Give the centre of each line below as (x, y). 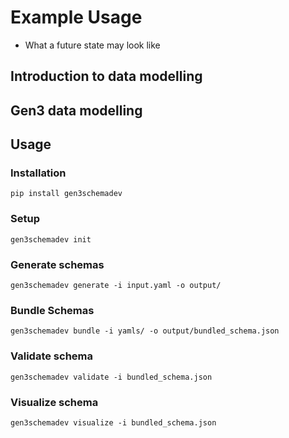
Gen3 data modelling (76, 110)
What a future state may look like (92, 45)
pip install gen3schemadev (66, 194)
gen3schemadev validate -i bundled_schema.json (111, 377)
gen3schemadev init (51, 239)
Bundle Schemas (52, 310)
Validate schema (52, 356)
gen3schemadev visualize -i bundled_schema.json (113, 422)
